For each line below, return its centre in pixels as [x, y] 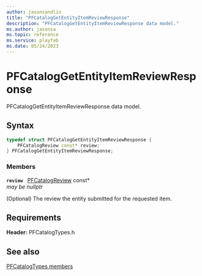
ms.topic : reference [33, 35]
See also [23, 252]
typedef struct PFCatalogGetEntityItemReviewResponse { [79, 140]
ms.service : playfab [33, 40]
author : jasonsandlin [34, 12]
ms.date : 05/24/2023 [33, 47]
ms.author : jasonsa [31, 29]
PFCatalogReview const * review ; [58, 145]
